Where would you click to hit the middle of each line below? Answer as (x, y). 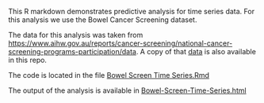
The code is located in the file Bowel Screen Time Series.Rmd (109, 75)
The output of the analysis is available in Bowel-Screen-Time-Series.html (128, 90)
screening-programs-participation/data (73, 51)
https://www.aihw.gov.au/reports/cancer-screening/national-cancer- (121, 43)
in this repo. (28, 60)
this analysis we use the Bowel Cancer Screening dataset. (103, 20)
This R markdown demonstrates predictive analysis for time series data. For (132, 11)
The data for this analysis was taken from (76, 35)
